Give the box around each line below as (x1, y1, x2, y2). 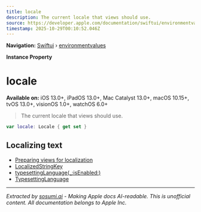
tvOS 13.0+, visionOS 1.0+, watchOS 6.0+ (6, 101, 108, 108)
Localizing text (6, 140, 63, 150)
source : (6, 20, 26, 26)
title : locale (6, 8, 42, 15)
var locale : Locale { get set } (6, 124, 87, 130)
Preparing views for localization (14, 156, 93, 163)
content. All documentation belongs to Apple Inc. (6, 199, 127, 206)
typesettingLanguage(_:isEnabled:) (14, 169, 101, 176)
